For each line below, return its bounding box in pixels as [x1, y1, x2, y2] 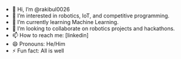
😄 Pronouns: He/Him [12, 40, 66, 48]
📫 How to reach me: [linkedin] [12, 32, 89, 39]
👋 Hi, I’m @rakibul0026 [12, 6, 70, 13]
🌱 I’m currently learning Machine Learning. [12, 19, 119, 25]
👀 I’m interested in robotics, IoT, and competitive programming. [12, 12, 170, 19]
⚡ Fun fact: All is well [12, 47, 64, 54]
